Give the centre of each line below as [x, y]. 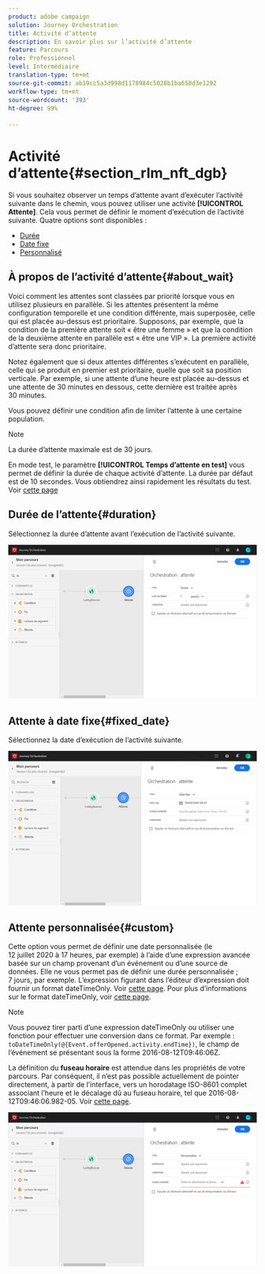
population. [26, 419]
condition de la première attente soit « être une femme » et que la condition [131, 329]
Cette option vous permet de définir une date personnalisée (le [110, 947]
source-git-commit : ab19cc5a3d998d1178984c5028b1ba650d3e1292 [112, 83]
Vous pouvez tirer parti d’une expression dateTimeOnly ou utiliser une [121, 1027]
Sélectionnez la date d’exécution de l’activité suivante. [96, 740]
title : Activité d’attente [52, 33]
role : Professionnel [42, 58]
